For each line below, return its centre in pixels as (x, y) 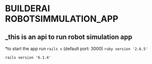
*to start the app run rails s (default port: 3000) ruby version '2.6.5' (76, 49)
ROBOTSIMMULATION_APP (62, 19)
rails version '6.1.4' (28, 58)
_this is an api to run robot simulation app (69, 37)
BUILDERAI (28, 9)
